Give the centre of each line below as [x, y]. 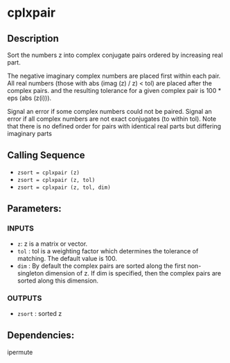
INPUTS [21, 228]
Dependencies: [41, 336]
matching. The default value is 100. [67, 258]
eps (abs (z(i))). [29, 98]
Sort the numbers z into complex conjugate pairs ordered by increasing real [115, 55]
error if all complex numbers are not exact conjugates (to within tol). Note [112, 119]
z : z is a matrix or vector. [52, 244]
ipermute [20, 352]
